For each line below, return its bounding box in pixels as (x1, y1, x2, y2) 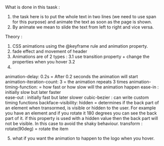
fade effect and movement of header (12, 49, 87, 54)
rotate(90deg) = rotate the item (5, 126, 69, 132)
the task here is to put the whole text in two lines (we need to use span (12, 14, 157, 19)
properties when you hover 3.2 (12, 59, 76, 64)
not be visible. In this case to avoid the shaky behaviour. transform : (5, 120, 143, 126)
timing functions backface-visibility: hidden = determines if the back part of (5, 100, 159, 105)
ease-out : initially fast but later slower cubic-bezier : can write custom (5, 94, 149, 100)
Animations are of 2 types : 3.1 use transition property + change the (12, 54, 150, 59)
